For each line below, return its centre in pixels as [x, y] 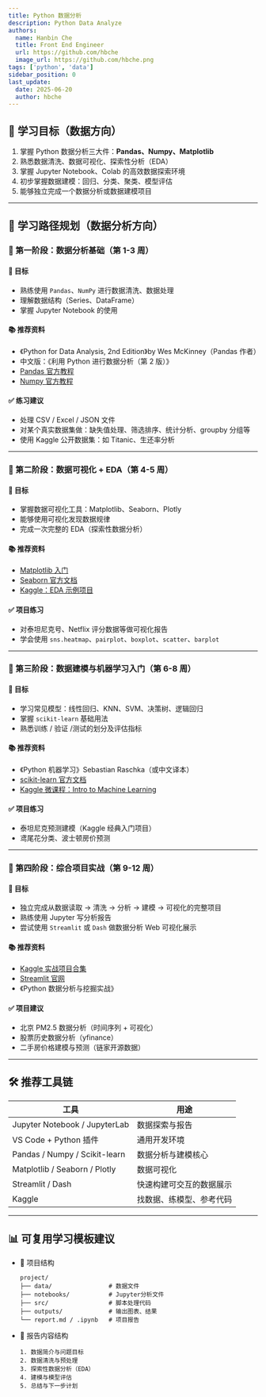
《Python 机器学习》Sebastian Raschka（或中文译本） [106, 769]
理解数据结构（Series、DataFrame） [79, 300]
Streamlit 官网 [42, 979]
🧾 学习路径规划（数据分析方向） [86, 226]
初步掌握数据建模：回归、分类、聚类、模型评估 [96, 181]
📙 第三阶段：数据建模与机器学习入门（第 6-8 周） [102, 669]
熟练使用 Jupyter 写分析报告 [66, 918]
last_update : [30, 82]
